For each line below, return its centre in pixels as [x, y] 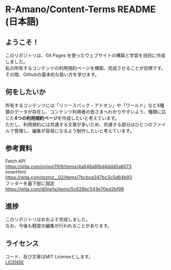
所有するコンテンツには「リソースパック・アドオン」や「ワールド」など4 [83, 105]
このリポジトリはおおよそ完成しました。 [48, 220]
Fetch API [15, 161]
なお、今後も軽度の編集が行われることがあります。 [59, 226]
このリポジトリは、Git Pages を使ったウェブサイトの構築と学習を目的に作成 [86, 55]
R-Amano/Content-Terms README [81, 9]
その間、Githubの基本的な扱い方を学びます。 [52, 74]
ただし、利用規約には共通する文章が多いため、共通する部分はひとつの [79, 124]
